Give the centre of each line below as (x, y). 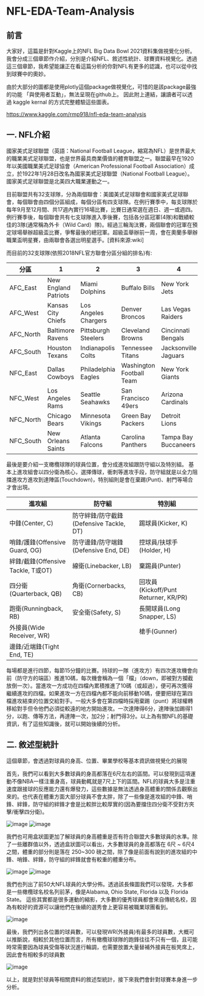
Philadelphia (98, 369)
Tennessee (137, 347)
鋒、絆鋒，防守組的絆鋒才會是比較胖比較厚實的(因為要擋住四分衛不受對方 (98, 804)
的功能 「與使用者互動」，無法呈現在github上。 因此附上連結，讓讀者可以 (97, 94)
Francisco (135, 398)
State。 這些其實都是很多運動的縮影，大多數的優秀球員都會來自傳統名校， (99, 899)
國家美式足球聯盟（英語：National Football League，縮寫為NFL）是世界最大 (101, 151)
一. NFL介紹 (28, 135)
